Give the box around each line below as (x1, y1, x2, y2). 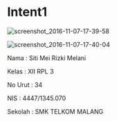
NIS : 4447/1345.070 (7, 94, 66, 102)
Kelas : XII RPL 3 (7, 67, 54, 75)
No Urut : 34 (7, 80, 43, 89)
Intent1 (7, 4, 47, 20)
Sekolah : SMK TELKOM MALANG (7, 107, 104, 115)
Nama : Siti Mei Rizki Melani (7, 53, 87, 62)
